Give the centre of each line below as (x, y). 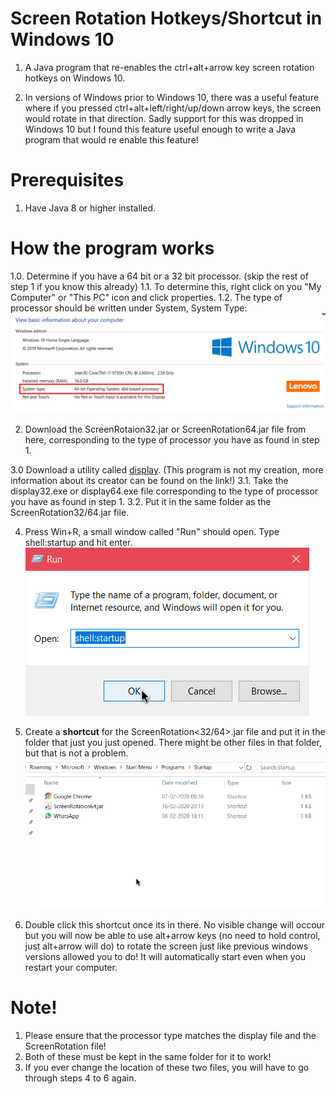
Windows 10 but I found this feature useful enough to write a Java (160, 129)
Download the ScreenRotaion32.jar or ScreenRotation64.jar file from (165, 429)
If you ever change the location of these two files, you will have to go (167, 1068)
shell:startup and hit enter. (78, 543)
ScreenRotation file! (65, 1046)
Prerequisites (67, 180)
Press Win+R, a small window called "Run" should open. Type (152, 532)
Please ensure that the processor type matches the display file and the (170, 1036)
